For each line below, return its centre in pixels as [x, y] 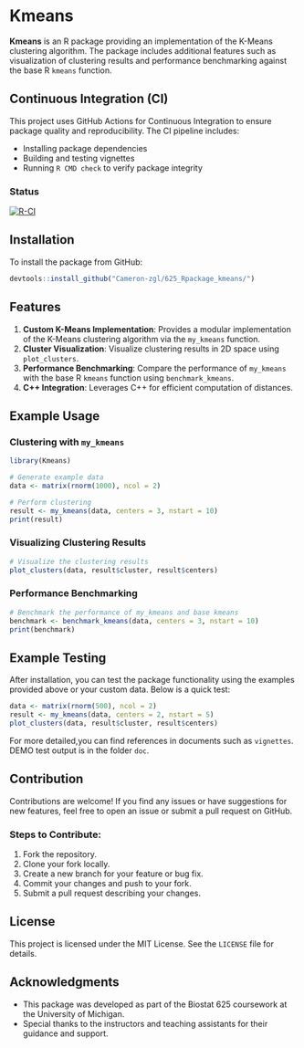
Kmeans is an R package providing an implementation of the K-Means [142, 41]
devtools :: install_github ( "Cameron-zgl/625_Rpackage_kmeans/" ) [132, 278]
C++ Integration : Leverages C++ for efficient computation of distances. [158, 387]
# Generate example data [57, 477]
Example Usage [55, 416]
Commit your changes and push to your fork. [107, 883]
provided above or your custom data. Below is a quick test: [120, 689]
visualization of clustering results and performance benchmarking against [148, 60]
